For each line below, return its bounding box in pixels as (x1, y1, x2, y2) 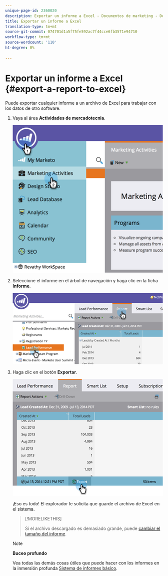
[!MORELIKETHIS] (24, 516, 62, 522)
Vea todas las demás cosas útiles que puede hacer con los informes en (12, 560, 159, 566)
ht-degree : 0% (5, 45, 35, 50)
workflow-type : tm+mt (5, 35, 50, 40)
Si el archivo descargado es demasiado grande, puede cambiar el (24, 525, 160, 531)
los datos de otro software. (5, 105, 61, 111)
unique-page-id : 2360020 (5, 8, 57, 13)
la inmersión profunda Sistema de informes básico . (12, 565, 117, 571)
